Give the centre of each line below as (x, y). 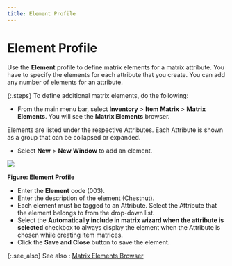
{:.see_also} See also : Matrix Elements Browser (75, 256)
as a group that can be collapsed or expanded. (74, 137)
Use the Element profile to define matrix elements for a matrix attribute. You (116, 67)
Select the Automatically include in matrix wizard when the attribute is (121, 220)
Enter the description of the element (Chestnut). (86, 198)
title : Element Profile (42, 14)
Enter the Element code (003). (61, 190)
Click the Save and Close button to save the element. (93, 242)
